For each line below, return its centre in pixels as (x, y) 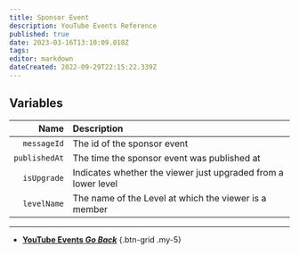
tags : (19, 51)
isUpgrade (44, 178)
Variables (36, 103)
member (90, 209)
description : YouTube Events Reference (83, 26)
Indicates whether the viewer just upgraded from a (178, 172)
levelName (44, 203)
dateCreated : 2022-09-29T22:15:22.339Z (83, 68)
